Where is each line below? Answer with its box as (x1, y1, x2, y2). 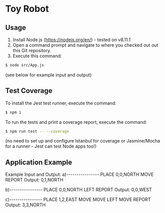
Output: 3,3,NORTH (5, 202, 46, 208)
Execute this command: (12, 53, 62, 59)
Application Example (5, 158, 73, 166)
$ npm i (5, 110, 22, 115)
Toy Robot (5, 3, 49, 15)
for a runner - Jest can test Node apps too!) (5, 143, 97, 150)
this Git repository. (12, 48, 52, 53)
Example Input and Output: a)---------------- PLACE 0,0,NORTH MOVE (5, 171, 154, 177)
